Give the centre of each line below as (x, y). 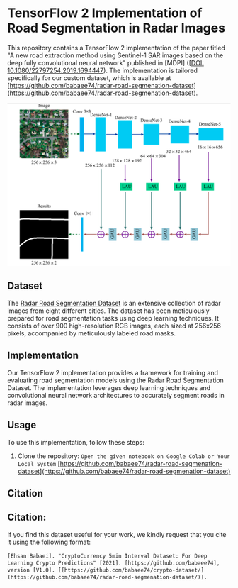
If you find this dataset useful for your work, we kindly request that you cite (117, 534)
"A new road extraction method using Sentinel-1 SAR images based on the (115, 55)
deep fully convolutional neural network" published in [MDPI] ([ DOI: (106, 62)
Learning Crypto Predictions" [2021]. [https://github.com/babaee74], (114, 563)
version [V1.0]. (31, 570)
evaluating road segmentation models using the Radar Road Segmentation (116, 380)
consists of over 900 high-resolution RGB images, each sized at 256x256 (114, 326)
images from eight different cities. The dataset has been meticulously (109, 311)
